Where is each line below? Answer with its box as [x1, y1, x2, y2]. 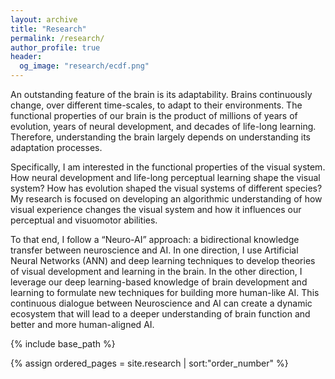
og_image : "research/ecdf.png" [19, 61, 150, 71]
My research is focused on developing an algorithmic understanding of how [10, 193, 323, 205]
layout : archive [10, 14, 78, 25]
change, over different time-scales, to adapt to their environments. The [10, 99, 303, 111]
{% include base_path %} [10, 338, 116, 350]
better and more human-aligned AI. [10, 319, 155, 330]
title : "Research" [10, 24, 87, 34]
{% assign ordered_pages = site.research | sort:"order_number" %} [10, 357, 289, 369]
